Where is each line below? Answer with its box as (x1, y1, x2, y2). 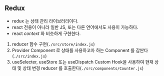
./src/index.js (13, 53, 45, 59)
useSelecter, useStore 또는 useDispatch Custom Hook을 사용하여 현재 (11, 58, 153, 64)
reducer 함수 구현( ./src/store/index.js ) (11, 41, 95, 47)
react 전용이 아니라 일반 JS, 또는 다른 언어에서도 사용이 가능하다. (11, 24, 138, 30)
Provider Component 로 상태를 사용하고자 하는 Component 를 (11, 47, 135, 53)
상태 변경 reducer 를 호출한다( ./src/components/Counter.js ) (22, 65, 144, 71)
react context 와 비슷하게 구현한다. (11, 30, 81, 36)
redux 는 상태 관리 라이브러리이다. (11, 17, 78, 24)
